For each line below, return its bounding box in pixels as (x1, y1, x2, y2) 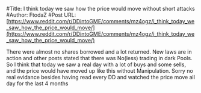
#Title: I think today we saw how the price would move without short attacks (6, 5, 196, 12)
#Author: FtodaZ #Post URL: (6, 11, 76, 18)
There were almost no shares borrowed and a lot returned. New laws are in (6, 48, 192, 55)
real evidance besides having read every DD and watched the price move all (6, 74, 196, 80)
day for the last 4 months (6, 80, 69, 87)
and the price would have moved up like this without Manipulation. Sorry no (6, 67, 194, 74)
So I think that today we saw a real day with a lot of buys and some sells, (6, 61, 187, 68)
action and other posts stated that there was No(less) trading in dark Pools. (6, 55, 193, 61)
